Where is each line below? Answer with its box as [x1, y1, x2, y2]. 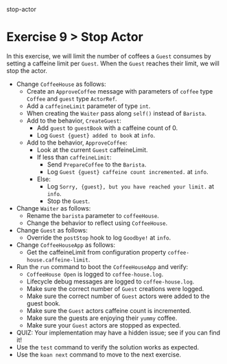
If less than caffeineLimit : [36, 153, 112, 161]
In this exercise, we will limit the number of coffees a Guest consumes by [6, 52, 212, 60]
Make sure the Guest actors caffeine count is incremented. [26, 306, 191, 314]
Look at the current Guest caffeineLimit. [36, 145, 148, 153]
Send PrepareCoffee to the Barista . [47, 160, 147, 169]
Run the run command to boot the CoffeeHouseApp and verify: [16, 262, 189, 270]
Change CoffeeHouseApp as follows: [16, 240, 116, 249]
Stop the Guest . [47, 197, 91, 205]
